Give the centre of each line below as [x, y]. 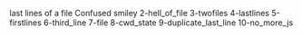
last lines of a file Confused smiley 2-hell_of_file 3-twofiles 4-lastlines [140, 13]
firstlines [26, 23]
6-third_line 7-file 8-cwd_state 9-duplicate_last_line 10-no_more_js [169, 23]
